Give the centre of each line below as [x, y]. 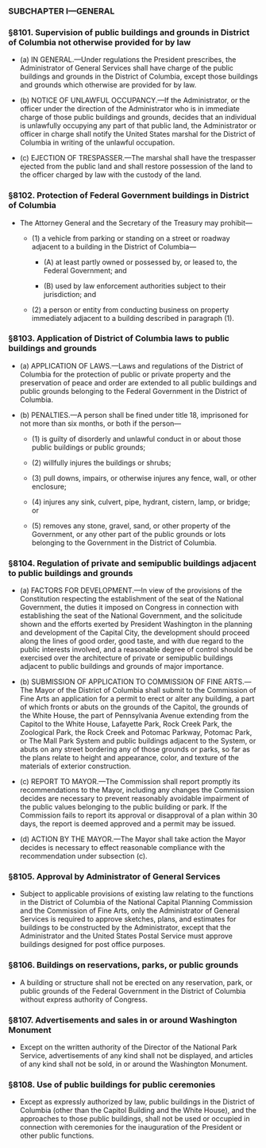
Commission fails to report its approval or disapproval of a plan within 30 [139, 815]
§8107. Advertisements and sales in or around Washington [123, 1020]
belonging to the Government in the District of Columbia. [124, 543]
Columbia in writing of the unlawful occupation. [97, 143]
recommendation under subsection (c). [84, 856]
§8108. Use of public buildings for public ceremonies [112, 1084]
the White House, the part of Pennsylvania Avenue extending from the [134, 716]
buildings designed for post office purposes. [92, 945]
